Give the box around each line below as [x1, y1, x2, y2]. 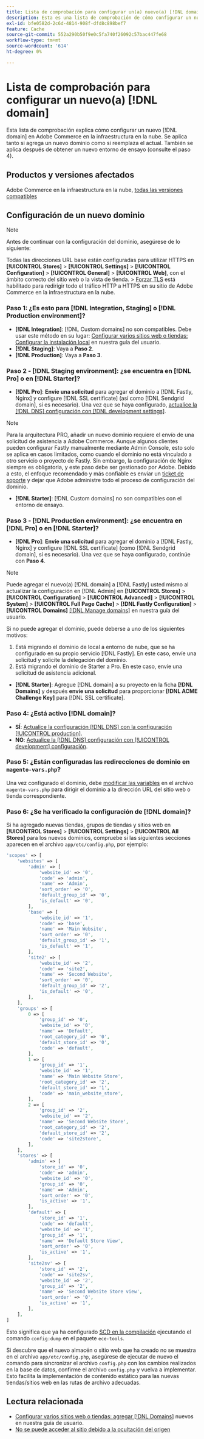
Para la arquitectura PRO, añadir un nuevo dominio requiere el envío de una [6, 431, 194, 438]
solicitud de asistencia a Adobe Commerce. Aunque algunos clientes [6, 437, 178, 445]
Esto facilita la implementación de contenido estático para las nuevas [6, 1372, 179, 1379]
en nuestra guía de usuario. [15, 1419, 84, 1426]
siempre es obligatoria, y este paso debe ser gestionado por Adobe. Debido [6, 463, 196, 471]
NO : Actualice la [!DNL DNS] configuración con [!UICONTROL [15, 736, 170, 744]
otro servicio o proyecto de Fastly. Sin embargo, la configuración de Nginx [6, 457, 192, 464]
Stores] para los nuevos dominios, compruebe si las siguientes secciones [6, 834, 191, 842]
